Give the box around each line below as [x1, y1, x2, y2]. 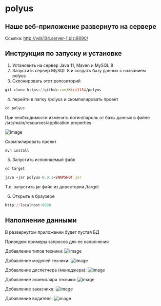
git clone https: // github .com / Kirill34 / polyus [5, 87, 101, 92]
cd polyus [5, 105, 25, 110]
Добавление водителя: [5, 295, 53, 301]
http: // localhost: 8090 [5, 203, 51, 208]
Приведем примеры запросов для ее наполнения [5, 239, 109, 245]
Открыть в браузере [12, 193, 55, 199]
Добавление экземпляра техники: [5, 276, 77, 282]
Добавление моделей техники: [5, 257, 70, 264]
